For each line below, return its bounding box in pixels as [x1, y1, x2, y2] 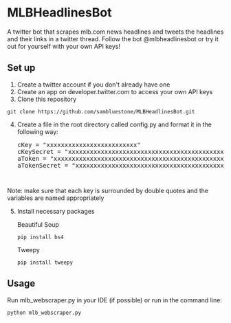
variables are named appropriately [7, 194, 104, 202]
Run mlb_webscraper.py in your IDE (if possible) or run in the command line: [7, 296, 222, 304]
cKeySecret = [16, 148, 61, 155]
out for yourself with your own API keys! [7, 42, 120, 50]
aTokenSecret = [16, 161, 69, 169]
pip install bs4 [16, 234, 64, 241]
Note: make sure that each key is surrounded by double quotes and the [7, 186, 208, 194]
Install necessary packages [16, 207, 95, 215]
